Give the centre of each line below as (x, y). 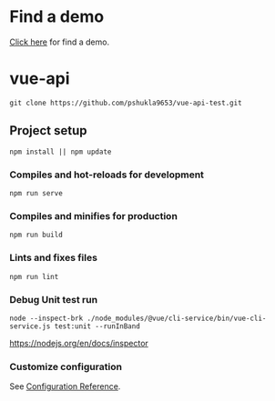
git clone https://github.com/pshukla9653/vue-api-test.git (126, 103)
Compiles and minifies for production (93, 216)
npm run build (36, 235)
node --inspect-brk (46, 318)
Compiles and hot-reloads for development (107, 175)
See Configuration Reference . (65, 386)
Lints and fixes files (54, 258)
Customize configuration (66, 366)
